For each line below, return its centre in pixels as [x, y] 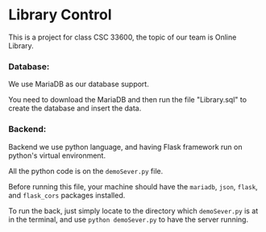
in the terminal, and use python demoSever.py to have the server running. [128, 219]
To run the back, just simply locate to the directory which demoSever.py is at [133, 210]
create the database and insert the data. [75, 108]
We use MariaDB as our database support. [79, 84]
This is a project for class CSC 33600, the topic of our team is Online [123, 37]
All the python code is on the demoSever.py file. [86, 171]
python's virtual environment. [57, 155]
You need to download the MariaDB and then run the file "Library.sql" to [128, 100]
